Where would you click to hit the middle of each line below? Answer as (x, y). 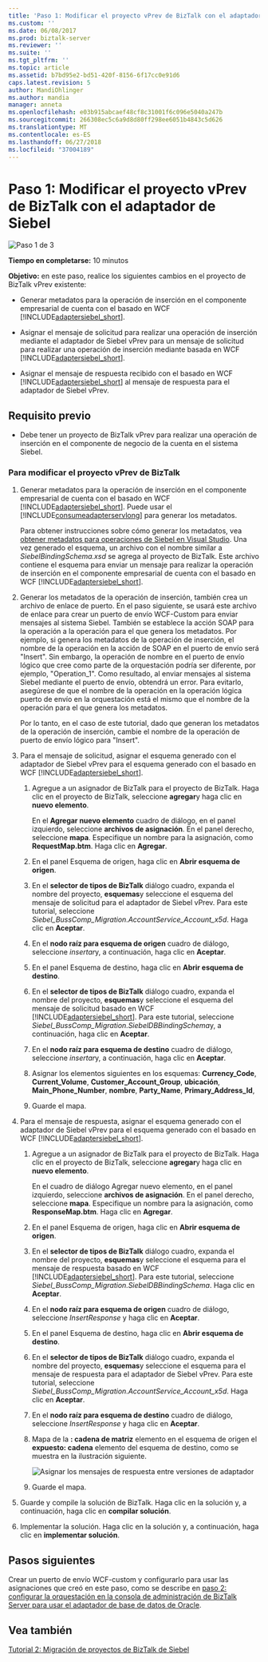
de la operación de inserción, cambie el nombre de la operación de (130, 731)
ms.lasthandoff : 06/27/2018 (55, 142)
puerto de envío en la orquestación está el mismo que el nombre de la (134, 699)
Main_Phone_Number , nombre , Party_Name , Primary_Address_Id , (143, 1090)
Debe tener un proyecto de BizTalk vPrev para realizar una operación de (138, 435)
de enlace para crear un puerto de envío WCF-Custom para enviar (129, 614)
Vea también (40, 1630)
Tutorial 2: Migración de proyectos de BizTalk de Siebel (99, 1650)
